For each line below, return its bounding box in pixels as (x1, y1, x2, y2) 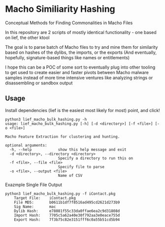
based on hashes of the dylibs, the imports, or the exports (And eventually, (5, 49, 157, 55)
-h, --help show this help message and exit (9, 147, 127, 152)
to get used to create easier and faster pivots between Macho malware (5, 69, 149, 75)
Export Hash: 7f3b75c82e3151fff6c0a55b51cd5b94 (14, 217, 120, 222)
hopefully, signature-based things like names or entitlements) (5, 54, 130, 60)
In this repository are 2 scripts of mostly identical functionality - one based (5, 29, 157, 35)
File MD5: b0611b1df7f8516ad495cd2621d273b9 (14, 200, 120, 205)
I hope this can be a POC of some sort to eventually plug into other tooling (5, 64, 156, 70)
